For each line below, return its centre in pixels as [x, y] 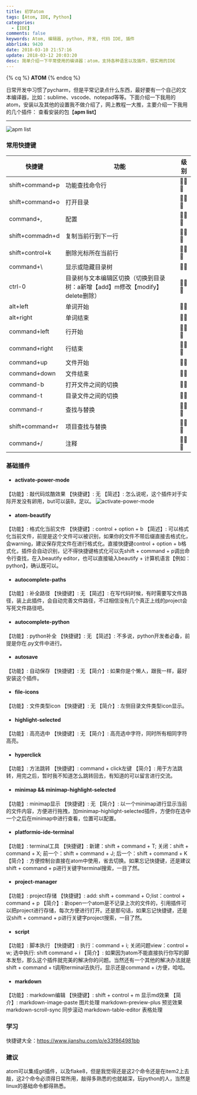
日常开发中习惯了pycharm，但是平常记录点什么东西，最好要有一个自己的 [94, 89]
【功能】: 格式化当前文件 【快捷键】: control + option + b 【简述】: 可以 [92, 529]
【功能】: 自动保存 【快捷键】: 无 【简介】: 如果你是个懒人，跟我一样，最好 [97, 671]
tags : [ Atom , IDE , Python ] [39, 17]
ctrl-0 [18, 286]
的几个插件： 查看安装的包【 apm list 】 [53, 112]
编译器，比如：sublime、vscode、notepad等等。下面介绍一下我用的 [93, 97]
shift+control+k [30, 253]
